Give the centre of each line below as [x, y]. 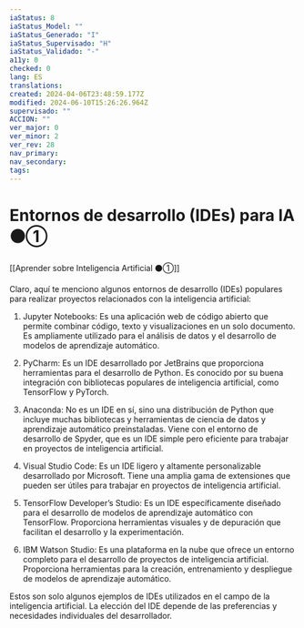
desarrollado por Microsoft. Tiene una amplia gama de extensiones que [157, 476]
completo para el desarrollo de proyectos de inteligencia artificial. [146, 560]
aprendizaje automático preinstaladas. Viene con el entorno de [140, 430]
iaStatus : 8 [32, 18]
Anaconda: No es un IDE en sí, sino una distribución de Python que [148, 410]
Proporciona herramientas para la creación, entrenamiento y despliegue [157, 569]
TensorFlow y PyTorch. [66, 392]
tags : [20, 170]
